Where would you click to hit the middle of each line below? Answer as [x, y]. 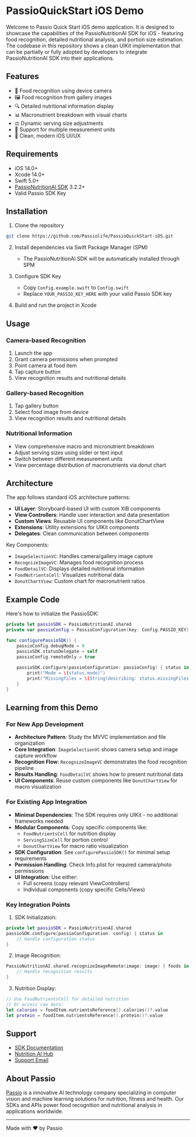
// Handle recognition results [55, 972]
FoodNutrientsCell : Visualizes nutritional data [69, 575]
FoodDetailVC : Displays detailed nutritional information [79, 568]
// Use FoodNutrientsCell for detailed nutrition [68, 999]
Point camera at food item [45, 365]
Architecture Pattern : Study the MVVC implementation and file [90, 737]
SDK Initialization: [36, 917]
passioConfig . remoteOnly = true [56, 657]
